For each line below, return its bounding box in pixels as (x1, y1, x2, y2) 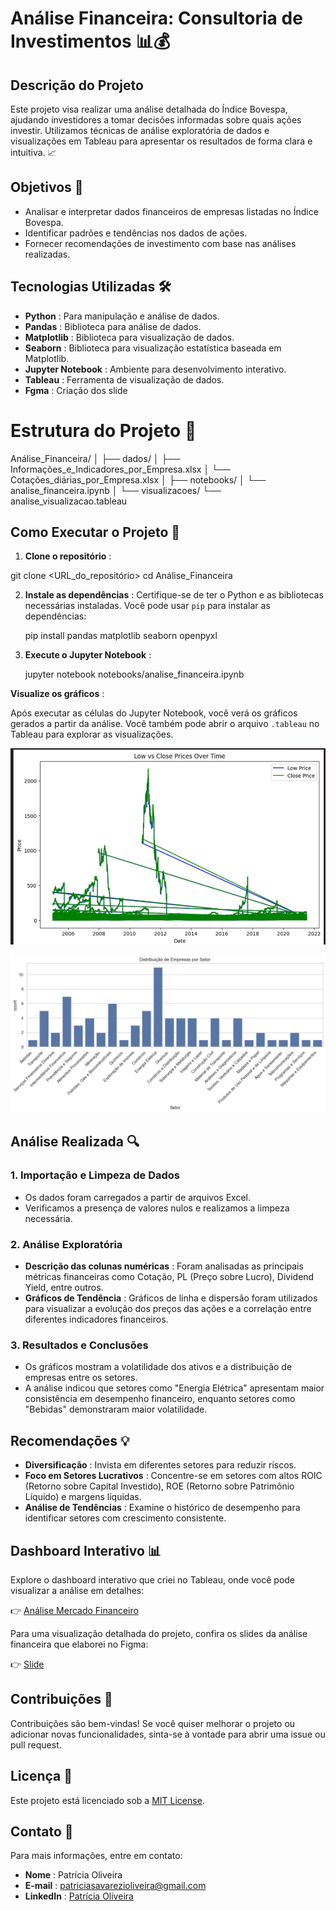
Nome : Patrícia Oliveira (24, 1869, 123, 1881)
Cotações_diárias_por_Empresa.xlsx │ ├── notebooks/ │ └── (10, 473, 267, 486)
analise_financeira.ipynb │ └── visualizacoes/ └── (10, 484, 222, 496)
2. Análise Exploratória (10, 1237, 123, 1251)
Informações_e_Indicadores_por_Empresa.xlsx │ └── (10, 463, 231, 475)
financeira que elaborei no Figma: (10, 1638, 149, 1650)
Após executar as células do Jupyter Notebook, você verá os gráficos (10, 707, 298, 719)
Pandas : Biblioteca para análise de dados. (24, 320, 202, 332)
